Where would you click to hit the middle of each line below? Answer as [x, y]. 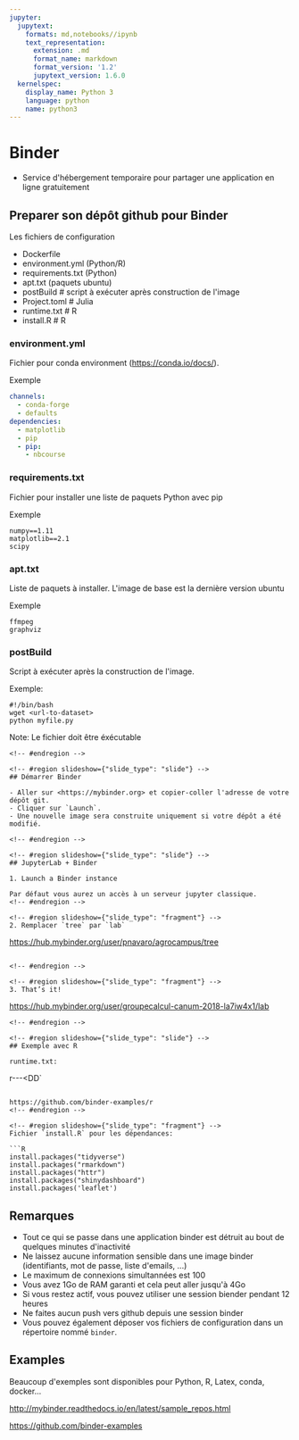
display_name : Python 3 [70, 92]
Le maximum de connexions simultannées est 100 [114, 1275]
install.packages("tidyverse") [67, 1157]
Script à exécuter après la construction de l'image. [102, 671]
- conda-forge [43, 405]
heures [35, 1303]
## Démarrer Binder [46, 778]
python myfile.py [42, 721]
